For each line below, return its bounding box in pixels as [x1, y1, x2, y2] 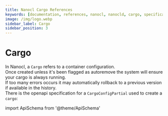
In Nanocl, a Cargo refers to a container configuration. [5, 64, 115, 70]
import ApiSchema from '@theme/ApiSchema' [5, 105, 100, 111]
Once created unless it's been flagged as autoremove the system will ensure [5, 69, 163, 75]
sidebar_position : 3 [5, 26, 48, 31]
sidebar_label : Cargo [5, 21, 50, 26]
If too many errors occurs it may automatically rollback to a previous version [5, 80, 162, 86]
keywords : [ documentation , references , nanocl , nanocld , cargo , [5, 12, 142, 17]
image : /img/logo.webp [5, 16, 52, 21]
